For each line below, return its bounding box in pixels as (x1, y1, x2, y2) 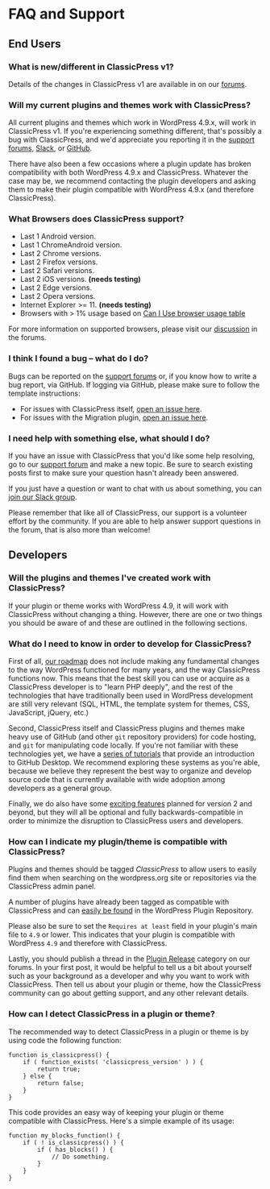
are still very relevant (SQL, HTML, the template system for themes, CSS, (8, 699, 250, 709)
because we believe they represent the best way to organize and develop (8, 766, 252, 776)
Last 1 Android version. (19, 231, 97, 242)
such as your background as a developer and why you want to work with (8, 971, 250, 981)
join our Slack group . (8, 492, 78, 502)
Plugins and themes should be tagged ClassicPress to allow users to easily (8, 864, 257, 874)
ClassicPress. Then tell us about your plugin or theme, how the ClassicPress (8, 980, 262, 989)
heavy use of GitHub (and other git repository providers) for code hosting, (8, 732, 256, 742)
